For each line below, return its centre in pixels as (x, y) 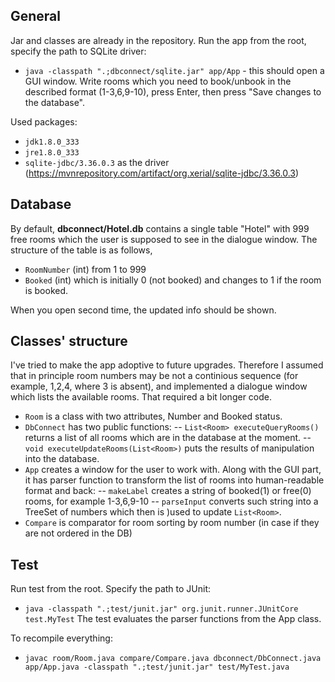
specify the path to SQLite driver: (78, 51)
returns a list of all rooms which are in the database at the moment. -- (168, 438)
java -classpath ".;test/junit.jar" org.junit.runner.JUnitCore (161, 609)
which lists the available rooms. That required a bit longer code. (141, 397)
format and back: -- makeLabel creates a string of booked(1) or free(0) (168, 491)
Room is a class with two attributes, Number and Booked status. (153, 416)
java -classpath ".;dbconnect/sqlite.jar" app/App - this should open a (174, 70)
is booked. (46, 290)
